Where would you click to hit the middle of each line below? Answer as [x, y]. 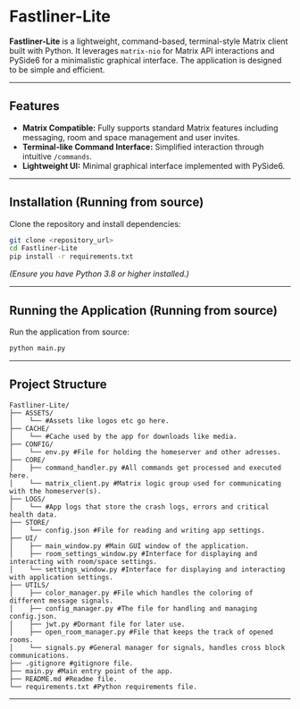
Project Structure [58, 385]
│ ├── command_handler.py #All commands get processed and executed [145, 468]
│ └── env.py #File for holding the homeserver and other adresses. [145, 452]
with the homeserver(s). [55, 491]
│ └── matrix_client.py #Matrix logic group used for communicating [145, 483]
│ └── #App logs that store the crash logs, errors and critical [139, 507]
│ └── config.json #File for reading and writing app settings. [137, 530]
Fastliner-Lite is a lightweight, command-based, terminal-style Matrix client [149, 41]
